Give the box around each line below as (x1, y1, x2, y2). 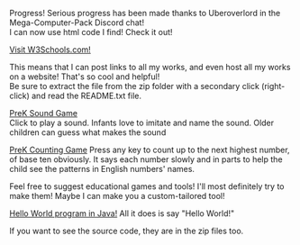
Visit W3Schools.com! (9, 44, 92, 55)
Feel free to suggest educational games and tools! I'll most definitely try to (9, 181, 285, 192)
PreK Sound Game (9, 108, 78, 118)
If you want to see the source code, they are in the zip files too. (9, 225, 244, 236)
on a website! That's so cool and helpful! (9, 71, 160, 82)
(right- (260, 81, 286, 91)
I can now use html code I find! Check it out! (9, 27, 173, 37)
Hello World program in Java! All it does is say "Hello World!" (9, 208, 235, 219)
